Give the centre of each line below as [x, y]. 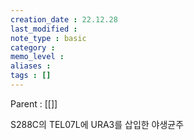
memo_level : [37, 57]
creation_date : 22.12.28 [64, 19]
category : [33, 47]
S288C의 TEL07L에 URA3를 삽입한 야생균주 [97, 124]
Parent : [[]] [34, 103]
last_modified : [44, 29]
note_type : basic [48, 38]
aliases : [31, 66]
